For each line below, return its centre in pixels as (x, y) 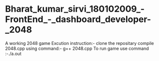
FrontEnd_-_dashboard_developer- (78, 19)
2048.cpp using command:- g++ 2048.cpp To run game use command (77, 48)
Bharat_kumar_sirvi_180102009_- (75, 9)
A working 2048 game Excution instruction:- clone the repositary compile (79, 43)
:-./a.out (13, 53)
